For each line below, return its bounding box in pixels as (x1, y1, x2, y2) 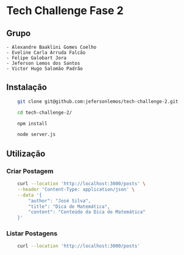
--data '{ (17, 192, 43, 198)
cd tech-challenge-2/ (17, 109, 72, 116)
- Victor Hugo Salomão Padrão (6, 65, 83, 72)
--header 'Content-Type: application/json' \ (17, 186, 135, 193)
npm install (17, 120, 48, 127)
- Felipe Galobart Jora (6, 55, 67, 61)
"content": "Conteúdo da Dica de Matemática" (28, 209, 146, 215)
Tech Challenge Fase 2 (6, 4, 124, 18)
